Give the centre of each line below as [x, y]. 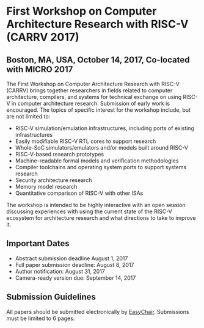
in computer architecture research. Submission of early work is [90, 103]
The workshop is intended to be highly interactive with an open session [96, 205]
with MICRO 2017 [40, 69]
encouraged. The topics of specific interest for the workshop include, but [99, 110]
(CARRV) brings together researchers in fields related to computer [89, 90]
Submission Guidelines [51, 297]
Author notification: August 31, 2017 [60, 271]
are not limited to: [28, 116]
